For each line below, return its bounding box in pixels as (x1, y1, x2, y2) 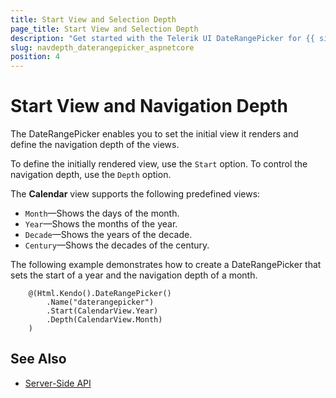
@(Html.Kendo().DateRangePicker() (28, 289, 172, 299)
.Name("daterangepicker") (46, 297, 155, 308)
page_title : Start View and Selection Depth (10, 24, 199, 34)
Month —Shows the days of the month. (24, 207, 180, 220)
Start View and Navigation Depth (10, 95, 288, 118)
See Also (10, 351, 67, 368)
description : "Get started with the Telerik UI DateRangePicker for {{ (10, 33, 315, 43)
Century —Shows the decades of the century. (24, 239, 210, 251)
